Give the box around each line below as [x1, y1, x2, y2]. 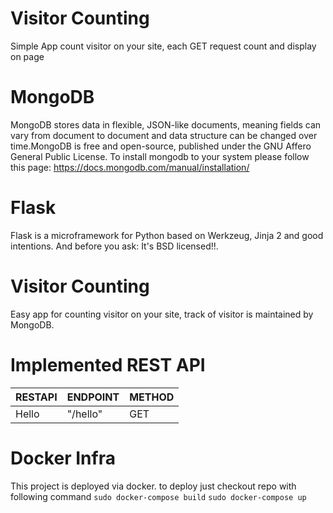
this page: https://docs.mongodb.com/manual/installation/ [10, 161, 250, 173]
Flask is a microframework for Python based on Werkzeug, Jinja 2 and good [10, 229, 324, 241]
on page [10, 50, 45, 62]
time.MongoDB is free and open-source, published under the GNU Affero [10, 140, 312, 152]
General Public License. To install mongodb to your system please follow [10, 150, 310, 162]
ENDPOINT [66, 390, 120, 404]
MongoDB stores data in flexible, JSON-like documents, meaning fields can [10, 118, 322, 131]
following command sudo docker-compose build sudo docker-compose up [10, 490, 307, 502]
